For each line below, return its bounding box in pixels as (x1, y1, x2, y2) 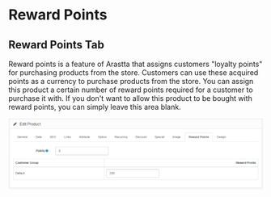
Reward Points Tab (8, 38, 105, 52)
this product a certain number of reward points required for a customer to (8, 85, 253, 94)
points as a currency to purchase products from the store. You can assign (8, 77, 254, 86)
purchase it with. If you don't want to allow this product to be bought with (8, 94, 252, 103)
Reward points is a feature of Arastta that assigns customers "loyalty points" (8, 59, 263, 69)
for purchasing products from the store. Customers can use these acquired (8, 68, 259, 78)
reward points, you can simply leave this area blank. (8, 103, 181, 111)
